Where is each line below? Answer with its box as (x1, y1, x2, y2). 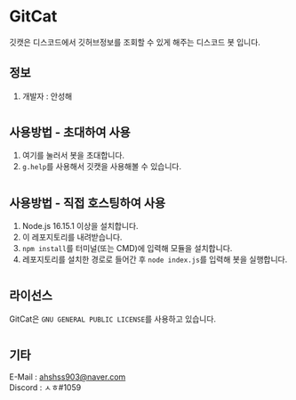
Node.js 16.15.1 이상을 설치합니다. (21, 220, 140, 231)
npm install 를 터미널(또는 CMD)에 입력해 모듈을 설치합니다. (21, 242, 233, 253)
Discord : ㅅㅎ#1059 (9, 382, 82, 393)
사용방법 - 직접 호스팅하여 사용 (9, 195, 166, 210)
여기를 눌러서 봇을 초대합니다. (21, 150, 125, 161)
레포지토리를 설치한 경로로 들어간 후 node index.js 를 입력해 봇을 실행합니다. (21, 254, 288, 265)
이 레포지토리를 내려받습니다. (21, 232, 123, 242)
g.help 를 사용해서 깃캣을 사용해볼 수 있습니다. (21, 161, 182, 172)
